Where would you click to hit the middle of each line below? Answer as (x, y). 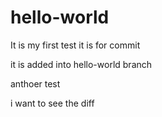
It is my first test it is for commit (75, 45)
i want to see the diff (52, 103)
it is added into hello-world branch (81, 64)
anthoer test (35, 83)
